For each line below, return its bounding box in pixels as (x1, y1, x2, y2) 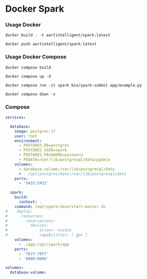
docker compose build (5, 65, 51, 70)
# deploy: (5, 209, 33, 214)
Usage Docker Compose (5, 53, 67, 60)
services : (5, 115, 26, 120)
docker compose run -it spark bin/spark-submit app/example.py (5, 82, 142, 88)
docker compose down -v (5, 91, 56, 97)
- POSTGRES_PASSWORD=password (18, 152, 83, 158)
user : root (14, 133, 38, 139)
